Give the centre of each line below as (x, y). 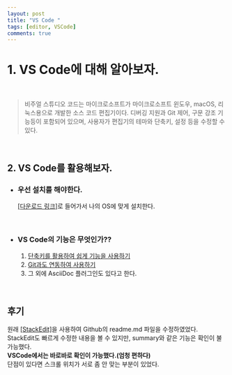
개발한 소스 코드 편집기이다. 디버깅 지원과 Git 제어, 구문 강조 (136, 113)
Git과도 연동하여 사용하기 (62, 265)
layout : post (26, 14)
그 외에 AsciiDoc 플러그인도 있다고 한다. (82, 274)
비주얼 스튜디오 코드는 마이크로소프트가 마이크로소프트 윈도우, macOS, (120, 104)
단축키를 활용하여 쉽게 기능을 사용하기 (79, 256)
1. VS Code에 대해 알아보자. (83, 70)
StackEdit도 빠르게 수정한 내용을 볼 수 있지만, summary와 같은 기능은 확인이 (111, 338)
